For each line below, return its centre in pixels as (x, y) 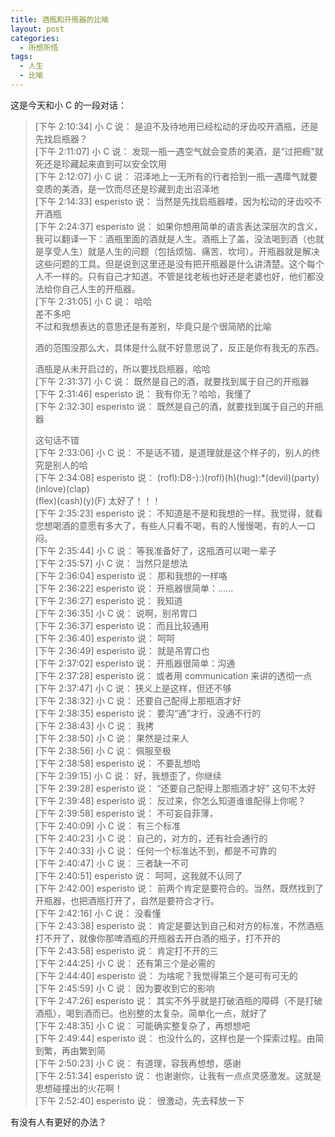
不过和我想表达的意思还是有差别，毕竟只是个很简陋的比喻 (153, 326)
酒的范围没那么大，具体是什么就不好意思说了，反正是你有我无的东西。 (179, 347)
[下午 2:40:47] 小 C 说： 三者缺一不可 (112, 863)
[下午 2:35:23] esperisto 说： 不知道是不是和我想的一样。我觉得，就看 (178, 513)
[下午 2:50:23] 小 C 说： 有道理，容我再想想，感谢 (138, 1063)
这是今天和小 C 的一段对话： (69, 105)
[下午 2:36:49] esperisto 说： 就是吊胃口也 (122, 650)
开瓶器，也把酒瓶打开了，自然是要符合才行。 (127, 900)
